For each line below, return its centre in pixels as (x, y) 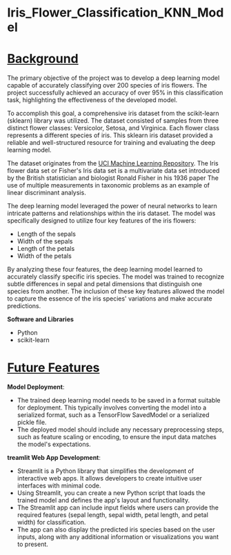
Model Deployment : (36, 387)
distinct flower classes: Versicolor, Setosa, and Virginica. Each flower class (113, 128)
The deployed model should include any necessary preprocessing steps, (120, 430)
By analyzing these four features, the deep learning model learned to (105, 270)
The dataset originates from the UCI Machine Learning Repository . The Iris (113, 163)
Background (43, 59)
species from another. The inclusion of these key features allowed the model (116, 292)
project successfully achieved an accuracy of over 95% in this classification (115, 93)
